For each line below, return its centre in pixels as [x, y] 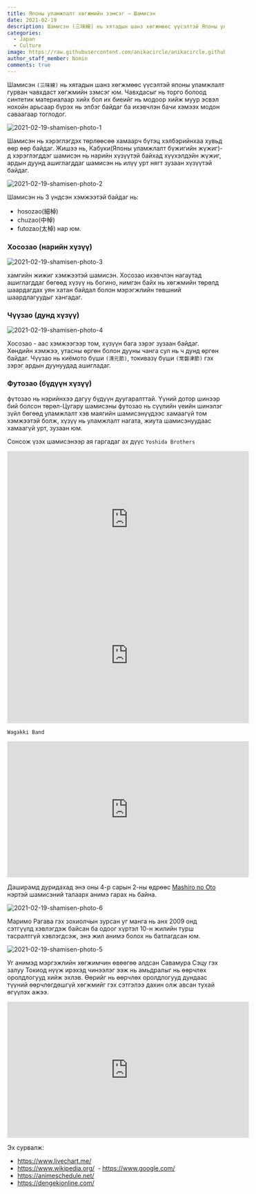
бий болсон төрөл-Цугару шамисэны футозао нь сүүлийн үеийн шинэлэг [115, 406]
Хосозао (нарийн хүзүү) [50, 247]
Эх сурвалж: [26, 1147]
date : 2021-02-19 [32, 20]
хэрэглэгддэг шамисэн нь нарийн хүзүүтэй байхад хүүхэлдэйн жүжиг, [117, 155]
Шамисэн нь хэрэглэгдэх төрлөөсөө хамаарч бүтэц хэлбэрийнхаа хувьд [115, 141]
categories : [24, 33]
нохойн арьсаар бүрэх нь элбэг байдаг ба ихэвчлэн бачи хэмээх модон [114, 106]
